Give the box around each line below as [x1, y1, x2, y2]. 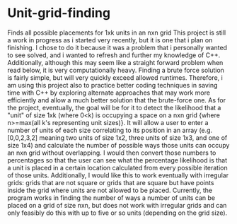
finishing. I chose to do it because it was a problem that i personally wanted [7, 43, 228, 52]
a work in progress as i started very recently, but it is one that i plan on [7, 35, 213, 44]
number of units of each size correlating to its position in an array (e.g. [7, 126, 213, 134]
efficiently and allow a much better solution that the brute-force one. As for [7, 95, 226, 104]
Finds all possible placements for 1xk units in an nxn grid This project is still [7, 28, 226, 37]
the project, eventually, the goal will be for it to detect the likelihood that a [7, 103, 221, 112]
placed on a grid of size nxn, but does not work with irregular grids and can [7, 201, 227, 209]
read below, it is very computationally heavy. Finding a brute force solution [7, 66, 225, 74]
